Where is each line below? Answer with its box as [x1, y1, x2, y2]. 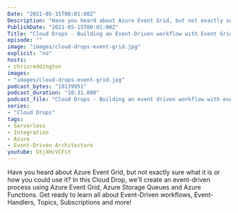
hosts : [7, 57, 27, 64]
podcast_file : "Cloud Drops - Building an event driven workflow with [7, 96, 220, 103]
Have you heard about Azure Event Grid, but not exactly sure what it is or [7, 168, 221, 176]
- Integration [7, 129, 50, 136]
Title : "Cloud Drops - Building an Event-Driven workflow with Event [7, 30, 217, 38]
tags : [7, 115, 23, 122]
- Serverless [7, 122, 46, 129]
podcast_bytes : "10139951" [7, 83, 87, 90]
